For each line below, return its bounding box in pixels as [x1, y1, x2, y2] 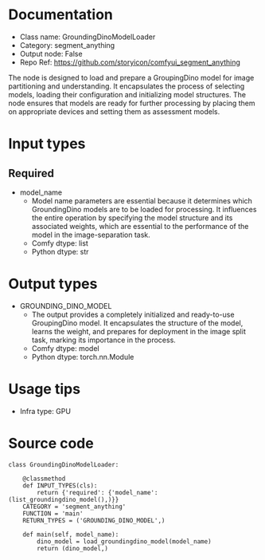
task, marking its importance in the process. [31, 335, 177, 345]
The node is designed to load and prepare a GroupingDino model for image [8, 73, 255, 82]
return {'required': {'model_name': [37, 488, 158, 496]
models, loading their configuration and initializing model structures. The [8, 89, 247, 99]
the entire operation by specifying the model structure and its [31, 213, 233, 223]
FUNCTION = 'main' [22, 509, 84, 518]
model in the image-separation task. [31, 230, 151, 239]
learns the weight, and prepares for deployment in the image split [31, 326, 247, 336]
